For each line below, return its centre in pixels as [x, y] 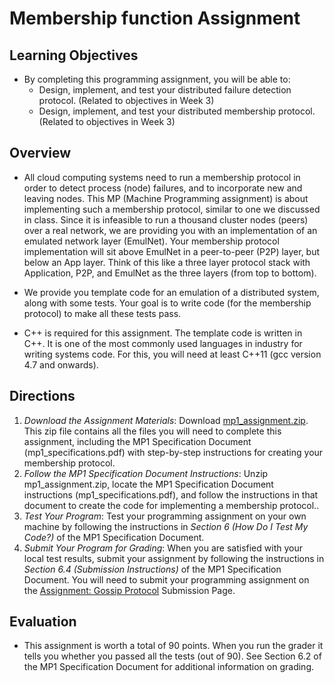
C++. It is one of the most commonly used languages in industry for [163, 343]
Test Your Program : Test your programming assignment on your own [165, 516]
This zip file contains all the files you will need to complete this [152, 431]
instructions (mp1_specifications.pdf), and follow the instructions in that [171, 494]
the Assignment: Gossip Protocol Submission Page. [129, 590]
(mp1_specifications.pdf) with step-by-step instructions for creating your [173, 452]
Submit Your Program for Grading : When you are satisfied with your [163, 548]
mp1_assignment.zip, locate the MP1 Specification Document [148, 484]
